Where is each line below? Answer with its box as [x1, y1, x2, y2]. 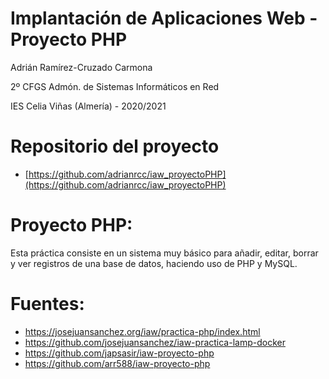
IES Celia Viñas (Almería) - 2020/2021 [10, 100, 167, 112]
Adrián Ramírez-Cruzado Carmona [10, 61, 153, 73]
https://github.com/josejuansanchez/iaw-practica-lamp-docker [24, 336, 286, 348]
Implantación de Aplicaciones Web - [10, 7, 318, 30]
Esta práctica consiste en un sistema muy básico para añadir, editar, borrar [10, 247, 319, 259]
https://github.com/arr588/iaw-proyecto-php [24, 357, 211, 369]
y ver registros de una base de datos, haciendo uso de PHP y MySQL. [10, 257, 298, 269]
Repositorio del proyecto [10, 135, 220, 158]
